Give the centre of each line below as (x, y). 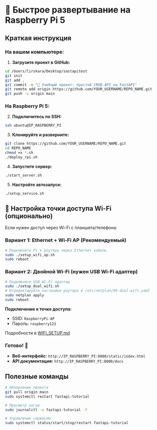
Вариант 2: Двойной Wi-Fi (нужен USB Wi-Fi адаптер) (71, 272)
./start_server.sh (23, 175)
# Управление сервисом (28, 418)
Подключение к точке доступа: (38, 309)
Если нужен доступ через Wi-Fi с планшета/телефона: (61, 228)
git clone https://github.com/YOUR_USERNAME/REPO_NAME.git (66, 144)
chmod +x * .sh (19, 153)
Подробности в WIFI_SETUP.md (37, 333)
